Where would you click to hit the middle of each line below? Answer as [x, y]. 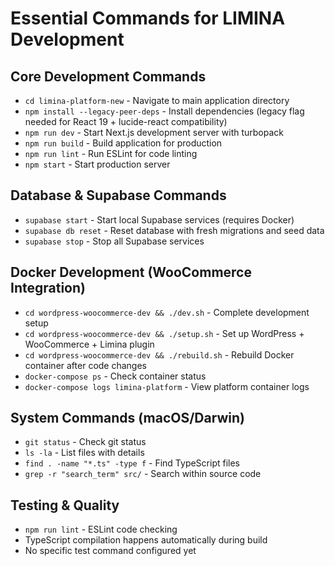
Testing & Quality [65, 505]
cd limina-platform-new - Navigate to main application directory [157, 100]
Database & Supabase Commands [118, 195]
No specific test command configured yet [110, 551]
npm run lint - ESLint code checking [101, 529]
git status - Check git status [85, 442]
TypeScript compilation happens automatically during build [146, 540]
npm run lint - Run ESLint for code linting [111, 153]
